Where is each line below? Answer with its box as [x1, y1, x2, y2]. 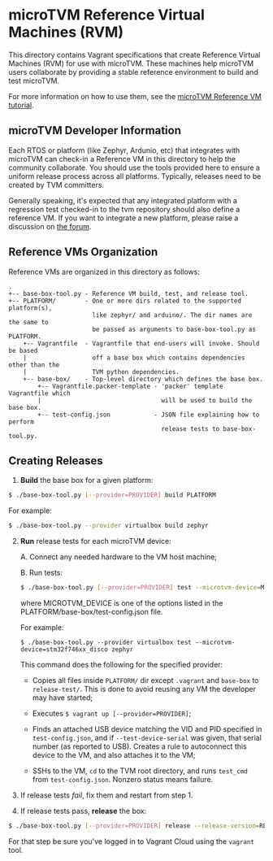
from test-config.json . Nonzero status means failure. [32, 775, 214, 784]
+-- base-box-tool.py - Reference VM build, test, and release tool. [8, 289, 249, 298]
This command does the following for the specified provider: [19, 660, 223, 669]
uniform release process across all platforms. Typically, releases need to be [8, 171, 262, 180]
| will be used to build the [37, 396, 253, 404]
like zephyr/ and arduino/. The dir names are [92, 311, 253, 319]
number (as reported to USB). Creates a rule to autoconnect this [32, 741, 248, 751]
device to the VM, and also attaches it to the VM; [32, 750, 196, 759]
